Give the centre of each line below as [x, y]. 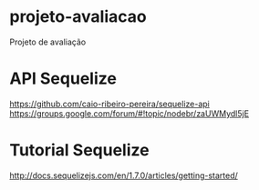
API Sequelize [63, 79]
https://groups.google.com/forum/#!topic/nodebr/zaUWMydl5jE [129, 113]
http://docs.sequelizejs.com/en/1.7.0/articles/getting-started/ [124, 175]
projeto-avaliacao [78, 17]
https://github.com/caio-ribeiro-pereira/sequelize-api [109, 104]
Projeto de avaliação [48, 42]
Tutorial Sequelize [79, 150]
